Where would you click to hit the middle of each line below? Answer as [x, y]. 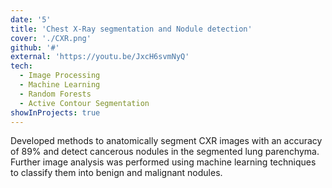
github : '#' [35, 47]
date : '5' [31, 19]
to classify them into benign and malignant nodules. [116, 173]
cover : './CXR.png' [51, 38]
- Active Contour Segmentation [84, 103]
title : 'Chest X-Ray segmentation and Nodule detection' [131, 29]
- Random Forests [55, 94]
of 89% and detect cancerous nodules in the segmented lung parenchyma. [165, 152]
